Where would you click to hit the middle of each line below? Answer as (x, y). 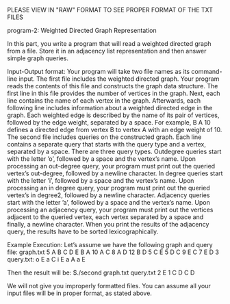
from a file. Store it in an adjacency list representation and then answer (107, 51)
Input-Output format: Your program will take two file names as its (99, 72)
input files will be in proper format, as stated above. (80, 293)
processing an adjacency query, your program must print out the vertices (110, 210)
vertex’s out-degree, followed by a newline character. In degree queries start (115, 173)
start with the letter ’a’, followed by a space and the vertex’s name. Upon (108, 202)
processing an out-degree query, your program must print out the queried (111, 166)
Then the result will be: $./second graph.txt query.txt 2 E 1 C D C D (101, 273)
